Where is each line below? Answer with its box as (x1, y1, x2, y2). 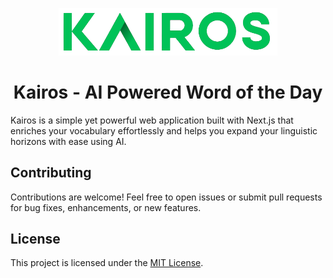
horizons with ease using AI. (10, 135, 127, 147)
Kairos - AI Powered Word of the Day (13, 81, 323, 103)
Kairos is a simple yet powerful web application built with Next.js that (10, 114, 294, 126)
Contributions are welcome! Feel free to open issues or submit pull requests (10, 191, 323, 203)
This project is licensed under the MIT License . (10, 257, 204, 269)
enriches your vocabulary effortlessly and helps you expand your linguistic (10, 124, 318, 137)
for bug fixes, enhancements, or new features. (10, 201, 202, 213)
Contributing (10, 164, 92, 182)
